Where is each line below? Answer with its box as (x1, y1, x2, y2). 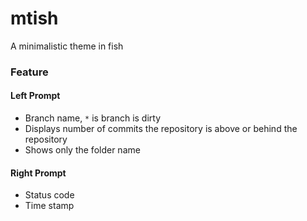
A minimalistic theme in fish (10, 40, 124, 52)
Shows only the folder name (24, 144, 141, 156)
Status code (24, 189, 75, 201)
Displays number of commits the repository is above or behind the (24, 123, 298, 135)
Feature (10, 65, 49, 79)
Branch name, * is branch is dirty (24, 112, 162, 124)
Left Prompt (10, 90, 61, 102)
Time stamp (24, 200, 75, 212)
